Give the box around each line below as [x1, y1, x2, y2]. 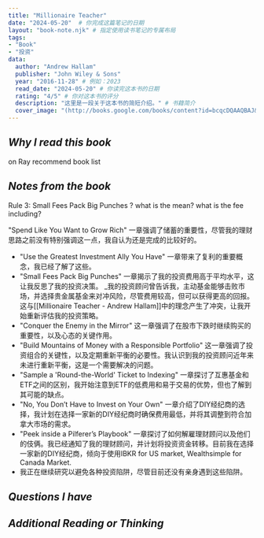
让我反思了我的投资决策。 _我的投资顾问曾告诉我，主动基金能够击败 [19, 281, 239, 291]
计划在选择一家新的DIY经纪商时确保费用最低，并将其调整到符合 [40, 409, 245, 418]
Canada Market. [19, 458, 72, 467]
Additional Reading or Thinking [8, 517, 164, 530]
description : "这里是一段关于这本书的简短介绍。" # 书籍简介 [15, 99, 196, 107]
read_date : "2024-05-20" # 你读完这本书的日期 [15, 84, 159, 93]
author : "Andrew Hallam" [15, 63, 97, 71]
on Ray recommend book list [8, 157, 101, 166]
